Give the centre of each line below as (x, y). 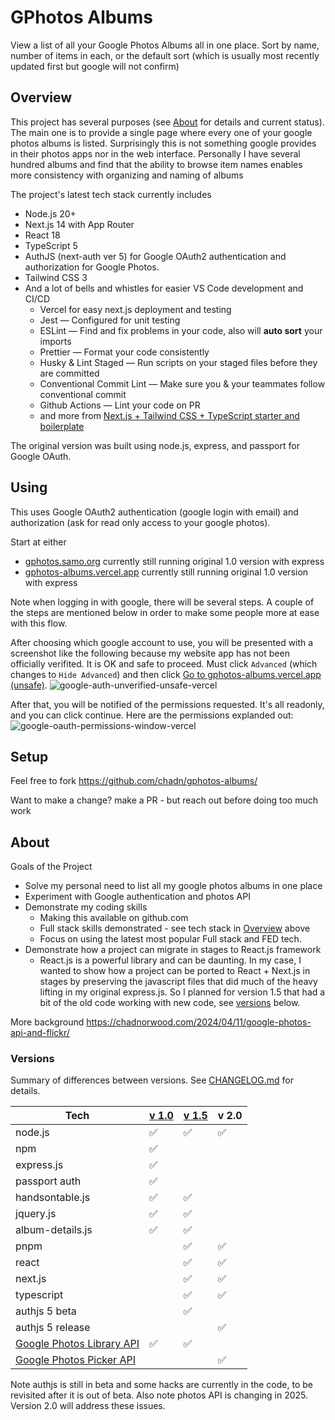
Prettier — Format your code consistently (124, 352)
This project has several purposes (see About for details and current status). (167, 122)
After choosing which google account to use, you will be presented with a (162, 642)
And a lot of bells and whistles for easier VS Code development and (164, 288)
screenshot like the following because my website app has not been (150, 653)
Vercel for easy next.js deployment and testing (135, 309)
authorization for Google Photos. (92, 267)
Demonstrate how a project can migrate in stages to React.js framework (173, 950)
